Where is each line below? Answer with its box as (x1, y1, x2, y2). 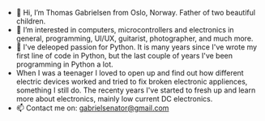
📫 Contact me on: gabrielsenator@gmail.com (15, 103, 169, 113)
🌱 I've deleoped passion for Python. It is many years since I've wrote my (15, 42, 258, 52)
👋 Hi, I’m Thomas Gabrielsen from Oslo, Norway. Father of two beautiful (15, 8, 256, 17)
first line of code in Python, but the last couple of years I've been (15, 51, 233, 60)
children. (15, 16, 46, 26)
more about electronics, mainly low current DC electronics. (15, 94, 213, 103)
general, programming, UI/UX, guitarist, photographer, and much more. (15, 33, 254, 43)
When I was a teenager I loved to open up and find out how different (15, 68, 245, 77)
